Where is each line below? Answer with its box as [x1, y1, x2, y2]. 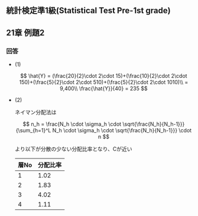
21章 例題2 [6, 27, 45, 37]
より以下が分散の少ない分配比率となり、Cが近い [14, 145, 132, 153]
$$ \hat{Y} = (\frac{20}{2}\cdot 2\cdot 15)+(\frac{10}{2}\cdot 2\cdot [20, 72, 187, 80]
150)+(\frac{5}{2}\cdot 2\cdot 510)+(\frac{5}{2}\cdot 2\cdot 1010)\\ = [19, 79, 189, 86]
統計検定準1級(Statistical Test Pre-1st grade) [6, 5, 171, 16]
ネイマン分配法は [14, 109, 57, 116]
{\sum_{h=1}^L [15, 127, 51, 134]
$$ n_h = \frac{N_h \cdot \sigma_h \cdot [22, 120, 122, 128]
